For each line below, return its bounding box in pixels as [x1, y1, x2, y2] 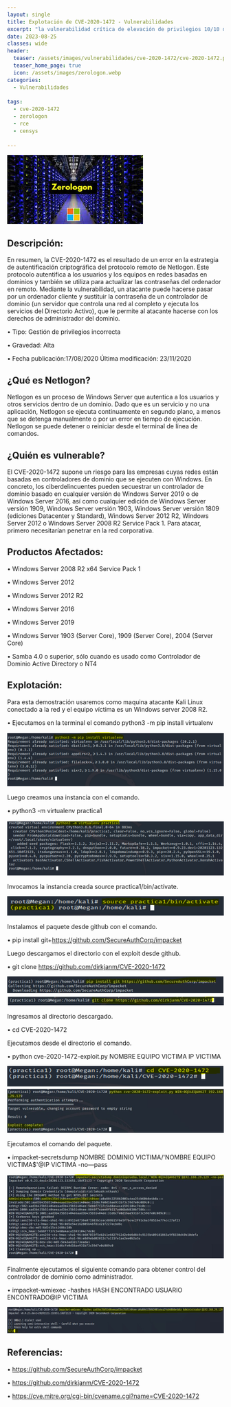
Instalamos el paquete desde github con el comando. [7, 922, 158, 930]
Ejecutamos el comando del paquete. [7, 1139, 113, 1148]
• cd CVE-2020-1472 [7, 1026, 67, 1034]
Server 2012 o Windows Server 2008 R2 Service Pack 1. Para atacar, [7, 519, 201, 527]
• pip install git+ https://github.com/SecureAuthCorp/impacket [7, 935, 182, 944]
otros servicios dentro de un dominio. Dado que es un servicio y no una [7, 400, 210, 408]
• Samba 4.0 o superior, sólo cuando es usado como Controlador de [7, 652, 201, 660]
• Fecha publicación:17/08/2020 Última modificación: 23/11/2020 [7, 355, 192, 363]
